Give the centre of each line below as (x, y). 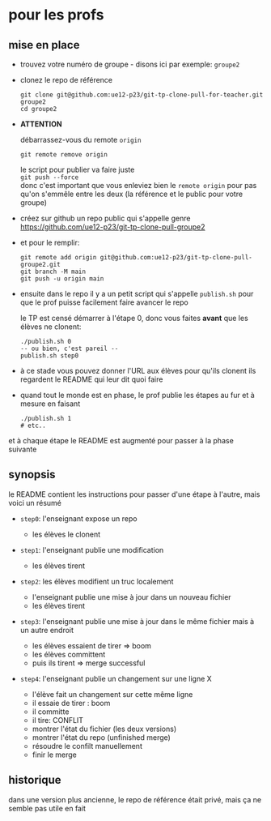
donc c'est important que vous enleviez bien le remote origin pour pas (138, 185)
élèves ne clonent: (51, 327)
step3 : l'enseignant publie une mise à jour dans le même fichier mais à (137, 621)
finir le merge (54, 755)
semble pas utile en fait (47, 808)
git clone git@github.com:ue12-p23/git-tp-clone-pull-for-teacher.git (142, 95)
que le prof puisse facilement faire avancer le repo (104, 302)
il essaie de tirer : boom (71, 703)
